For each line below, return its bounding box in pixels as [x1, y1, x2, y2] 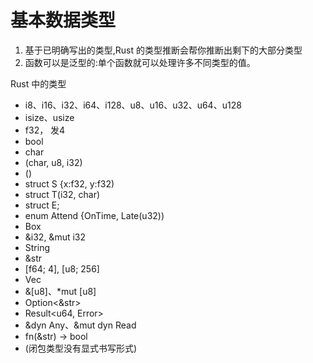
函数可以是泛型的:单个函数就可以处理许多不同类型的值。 [24, 56, 256, 68]
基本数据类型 [10, 9, 117, 32]
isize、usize [24, 111, 75, 123]
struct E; [24, 199, 60, 211]
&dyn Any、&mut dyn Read [24, 319, 137, 331]
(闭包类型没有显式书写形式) [24, 342, 138, 354]
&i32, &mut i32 [24, 231, 87, 243]
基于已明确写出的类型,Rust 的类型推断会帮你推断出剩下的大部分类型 [24, 44, 303, 56]
